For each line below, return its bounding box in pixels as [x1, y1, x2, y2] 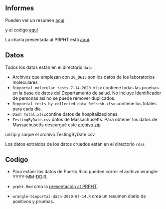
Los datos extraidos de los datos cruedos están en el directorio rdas [5, 141, 145, 147]
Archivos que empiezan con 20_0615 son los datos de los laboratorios [12, 74, 155, 80]
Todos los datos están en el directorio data [5, 64, 93, 70]
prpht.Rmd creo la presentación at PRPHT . [12, 184, 98, 190]
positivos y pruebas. [12, 199, 54, 205]
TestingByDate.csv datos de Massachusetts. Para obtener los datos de [12, 116, 158, 122]
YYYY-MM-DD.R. [12, 174, 48, 180]
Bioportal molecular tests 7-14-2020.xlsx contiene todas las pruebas [12, 84, 159, 90]
